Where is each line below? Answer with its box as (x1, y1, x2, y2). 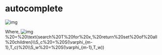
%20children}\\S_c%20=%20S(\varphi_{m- (5, 39, 93, 45)
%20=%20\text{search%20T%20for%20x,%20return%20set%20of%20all (5, 34, 158, 40)
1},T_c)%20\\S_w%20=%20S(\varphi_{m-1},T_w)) (5, 44, 104, 50)
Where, (5, 28, 20, 34)
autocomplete (5, 3, 63, 14)
